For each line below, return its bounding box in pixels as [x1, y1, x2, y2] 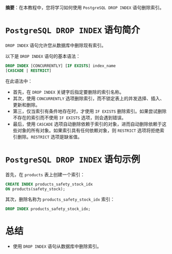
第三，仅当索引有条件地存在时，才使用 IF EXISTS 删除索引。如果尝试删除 [12, 108, 167, 114]
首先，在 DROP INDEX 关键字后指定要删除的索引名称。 [12, 89, 124, 95]
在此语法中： [5, 78, 32, 84]
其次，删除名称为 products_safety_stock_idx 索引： [5, 196, 115, 202]
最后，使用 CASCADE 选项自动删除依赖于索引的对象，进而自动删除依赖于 [12, 121, 162, 127]
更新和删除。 [12, 101, 40, 108]
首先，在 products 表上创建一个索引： [5, 171, 85, 178]
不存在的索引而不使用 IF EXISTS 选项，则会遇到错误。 [12, 114, 127, 120]
